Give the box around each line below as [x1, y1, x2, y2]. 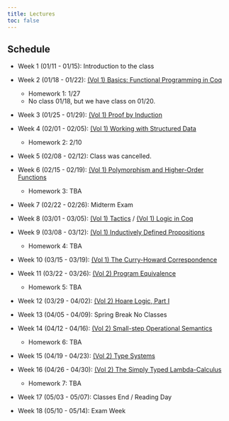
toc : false [7, 17, 40, 24]
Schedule [7, 43, 51, 55]
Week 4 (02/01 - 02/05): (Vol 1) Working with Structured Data [17, 125, 196, 133]
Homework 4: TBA [28, 242, 83, 250]
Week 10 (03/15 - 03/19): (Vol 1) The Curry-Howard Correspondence [17, 256, 218, 264]
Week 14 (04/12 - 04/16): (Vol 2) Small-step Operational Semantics [17, 324, 213, 333]
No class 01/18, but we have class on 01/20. [28, 97, 156, 106]
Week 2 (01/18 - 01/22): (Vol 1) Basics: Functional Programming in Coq [17, 76, 222, 84]
